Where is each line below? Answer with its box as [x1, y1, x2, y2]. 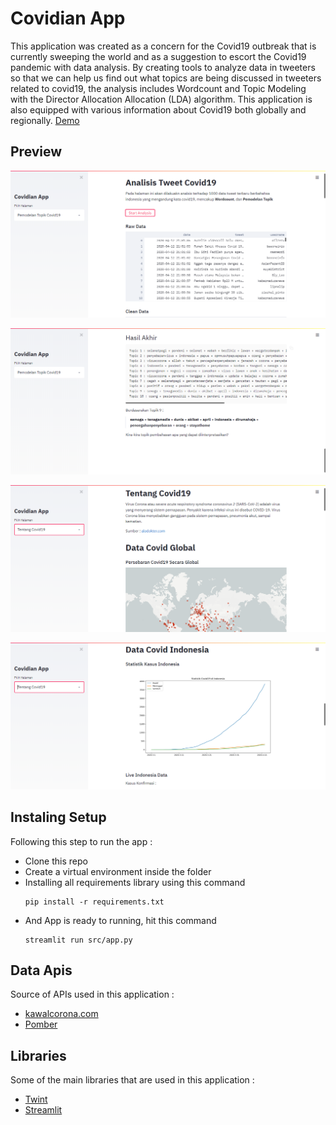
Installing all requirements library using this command [24, 876, 246, 888]
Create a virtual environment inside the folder [24, 865, 212, 877]
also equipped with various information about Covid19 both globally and [10, 103, 307, 116]
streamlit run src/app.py [24, 935, 133, 945]
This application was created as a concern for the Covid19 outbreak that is [10, 40, 317, 52]
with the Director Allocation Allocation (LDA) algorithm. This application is [10, 93, 313, 105]
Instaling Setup [10, 809, 107, 826]
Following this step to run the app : [10, 835, 153, 847]
